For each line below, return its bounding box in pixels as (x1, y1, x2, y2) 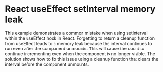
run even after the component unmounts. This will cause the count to (5, 46, 145, 51)
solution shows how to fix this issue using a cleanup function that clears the (5, 56, 159, 62)
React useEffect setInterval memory (5, 3, 156, 15)
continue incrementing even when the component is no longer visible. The (5, 50, 156, 57)
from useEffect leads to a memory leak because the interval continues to (5, 40, 152, 46)
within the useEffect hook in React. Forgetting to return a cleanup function (5, 35, 155, 41)
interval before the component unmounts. (5, 61, 89, 67)
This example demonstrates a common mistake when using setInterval (5, 30, 148, 36)
